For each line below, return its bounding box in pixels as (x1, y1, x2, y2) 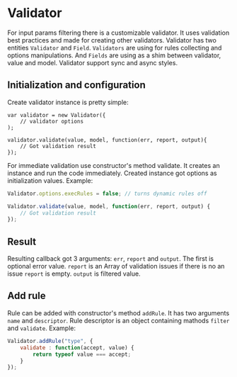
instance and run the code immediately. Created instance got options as (7, 169, 217, 177)
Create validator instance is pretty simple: (7, 98, 129, 106)
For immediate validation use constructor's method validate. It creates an (7, 161, 221, 169)
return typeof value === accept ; (33, 351, 132, 358)
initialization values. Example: (7, 176, 93, 185)
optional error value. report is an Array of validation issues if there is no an (7, 262, 225, 271)
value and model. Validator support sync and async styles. (7, 58, 178, 67)
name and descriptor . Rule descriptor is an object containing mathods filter (7, 316, 230, 325)
